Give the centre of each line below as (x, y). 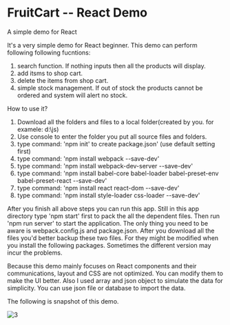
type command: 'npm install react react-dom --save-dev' (98, 188)
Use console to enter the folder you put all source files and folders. (112, 137)
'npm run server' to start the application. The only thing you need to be (108, 223)
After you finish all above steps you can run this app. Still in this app (103, 208)
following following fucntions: (49, 52)
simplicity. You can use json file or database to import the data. (96, 288)
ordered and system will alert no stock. (72, 95)
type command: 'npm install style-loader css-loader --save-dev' (108, 195)
